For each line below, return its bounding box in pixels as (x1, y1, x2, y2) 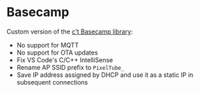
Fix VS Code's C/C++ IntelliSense (16, 55, 114, 64)
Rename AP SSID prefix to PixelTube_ (16, 63, 125, 71)
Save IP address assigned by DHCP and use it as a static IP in (16, 71, 194, 79)
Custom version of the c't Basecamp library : (6, 27, 133, 36)
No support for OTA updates (16, 48, 98, 57)
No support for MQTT (16, 41, 79, 49)
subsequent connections (16, 78, 89, 86)
